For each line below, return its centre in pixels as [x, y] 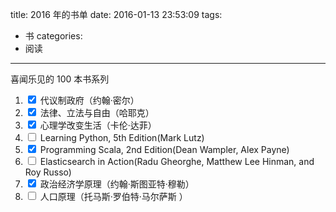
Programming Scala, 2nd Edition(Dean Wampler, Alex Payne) [164, 149]
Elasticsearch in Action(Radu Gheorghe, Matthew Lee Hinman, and [177, 161]
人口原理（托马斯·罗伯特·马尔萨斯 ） [113, 196]
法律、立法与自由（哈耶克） [97, 112]
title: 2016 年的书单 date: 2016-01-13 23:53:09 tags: [116, 14]
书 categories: [53, 36]
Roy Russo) [48, 172]
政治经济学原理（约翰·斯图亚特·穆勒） [117, 184]
